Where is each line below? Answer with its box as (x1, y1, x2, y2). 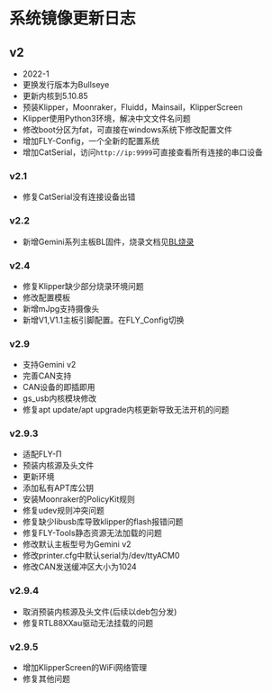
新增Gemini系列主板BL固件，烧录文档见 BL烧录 (22, 236, 195, 247)
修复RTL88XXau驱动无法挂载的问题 (22, 617, 154, 628)
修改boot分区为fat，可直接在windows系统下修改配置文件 (22, 124, 232, 135)
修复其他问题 (22, 673, 70, 685)
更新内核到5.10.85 (22, 91, 88, 101)
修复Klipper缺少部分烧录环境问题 (22, 280, 144, 291)
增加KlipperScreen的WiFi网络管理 (22, 662, 148, 673)
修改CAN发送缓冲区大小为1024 (22, 561, 137, 572)
